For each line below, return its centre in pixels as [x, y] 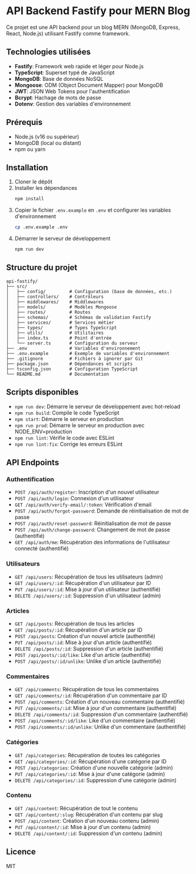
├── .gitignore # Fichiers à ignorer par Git [75, 359]
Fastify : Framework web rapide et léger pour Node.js [79, 66]
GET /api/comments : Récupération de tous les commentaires [87, 689]
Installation [27, 167]
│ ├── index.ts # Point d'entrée [59, 338]
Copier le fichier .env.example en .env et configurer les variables [93, 210]
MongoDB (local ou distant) [48, 143]
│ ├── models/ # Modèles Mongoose [62, 307]
